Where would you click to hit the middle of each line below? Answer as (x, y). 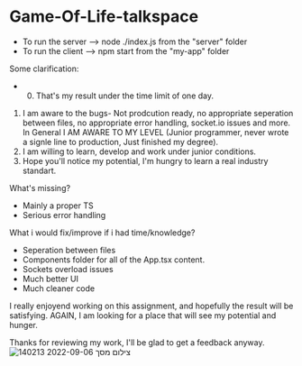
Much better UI (50, 279)
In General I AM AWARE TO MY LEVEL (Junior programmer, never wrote (156, 132)
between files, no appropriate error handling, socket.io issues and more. (156, 123)
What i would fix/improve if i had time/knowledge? (102, 233)
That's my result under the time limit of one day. (125, 96)
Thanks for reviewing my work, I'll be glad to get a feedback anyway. (137, 342)
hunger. (24, 325)
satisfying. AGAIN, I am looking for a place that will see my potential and (143, 315)
